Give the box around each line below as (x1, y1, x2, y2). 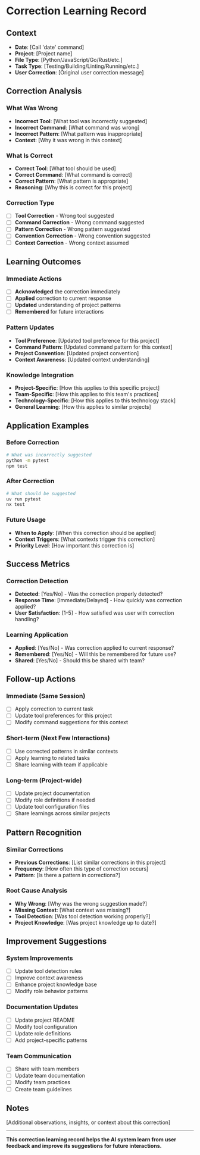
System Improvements (6, 954, 73, 962)
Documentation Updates (6, 1003, 79, 1011)
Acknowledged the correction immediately (14, 288, 121, 295)
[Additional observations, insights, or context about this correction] (6, 1119, 171, 1126)
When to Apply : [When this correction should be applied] (14, 529, 157, 536)
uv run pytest (6, 496, 42, 502)
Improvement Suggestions (6, 936, 107, 946)
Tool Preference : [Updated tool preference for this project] (14, 337, 160, 344)
